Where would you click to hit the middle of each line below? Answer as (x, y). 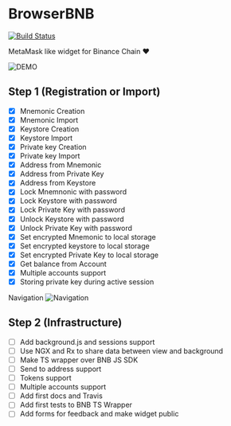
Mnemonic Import (49, 119)
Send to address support (61, 369)
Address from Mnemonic (61, 165)
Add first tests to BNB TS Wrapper (76, 405)
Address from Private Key (62, 174)
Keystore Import (46, 138)
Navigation (26, 298)
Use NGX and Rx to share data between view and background (121, 350)
